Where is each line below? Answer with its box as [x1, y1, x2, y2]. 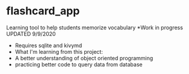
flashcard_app [6, 4, 80, 18]
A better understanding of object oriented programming [14, 54, 153, 61]
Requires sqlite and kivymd [14, 42, 82, 49]
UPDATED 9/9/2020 [6, 30, 56, 37]
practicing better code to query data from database [14, 61, 143, 68]
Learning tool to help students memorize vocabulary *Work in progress [6, 24, 184, 31]
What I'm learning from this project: [14, 48, 104, 55]
